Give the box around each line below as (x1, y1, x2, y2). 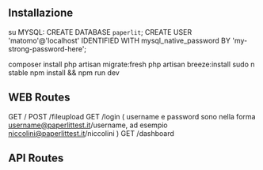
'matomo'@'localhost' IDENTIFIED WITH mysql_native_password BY (8, 36, 231, 45)
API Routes (8, 152, 64, 165)
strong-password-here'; (8, 43, 87, 54)
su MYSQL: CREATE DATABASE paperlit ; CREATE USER (8, 27, 192, 36)
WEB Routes (8, 91, 71, 104)
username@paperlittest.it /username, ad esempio (8, 120, 168, 130)
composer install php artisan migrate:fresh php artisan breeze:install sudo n (8, 59, 255, 69)
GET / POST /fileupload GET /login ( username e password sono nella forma (8, 111, 256, 121)
